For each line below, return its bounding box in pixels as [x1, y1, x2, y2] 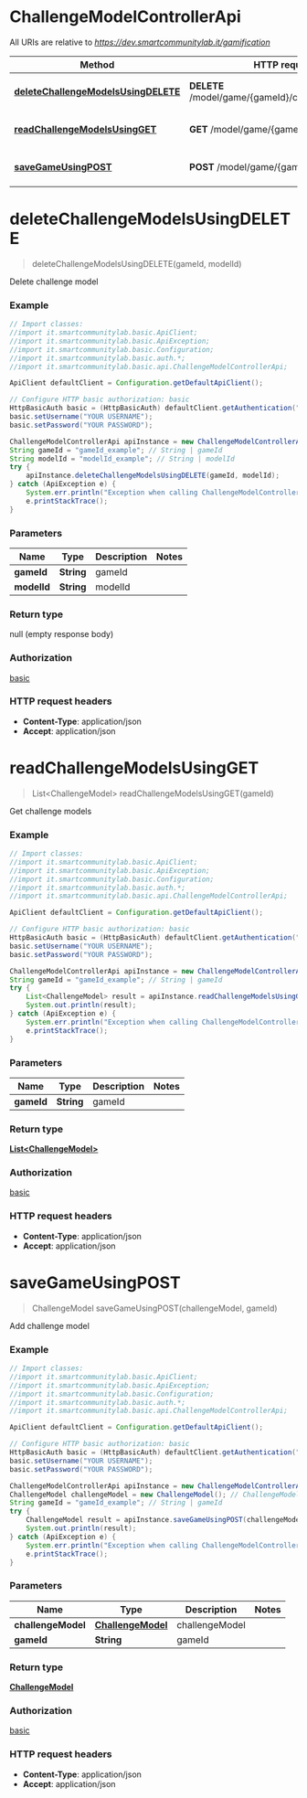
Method [79, 58, 115, 70]
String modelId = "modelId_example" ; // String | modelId [9, 454, 235, 463]
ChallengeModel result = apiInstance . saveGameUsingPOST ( [26, 1516, 248, 1525]
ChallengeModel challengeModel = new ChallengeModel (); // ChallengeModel [9, 1490, 301, 1499]
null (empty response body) [9, 629, 114, 640]
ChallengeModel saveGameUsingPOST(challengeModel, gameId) [31, 1303, 278, 1314]
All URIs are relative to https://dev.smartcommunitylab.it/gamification [9, 37, 271, 48]
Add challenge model [9, 1320, 90, 1331]
